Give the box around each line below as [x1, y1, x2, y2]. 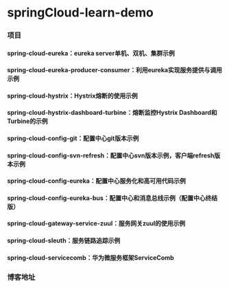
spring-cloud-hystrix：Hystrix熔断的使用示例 [7, 91, 138, 100]
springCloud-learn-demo [7, 5, 154, 21]
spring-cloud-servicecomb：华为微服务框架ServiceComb [7, 253, 175, 262]
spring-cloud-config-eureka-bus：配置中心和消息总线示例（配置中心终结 [7, 194, 218, 202]
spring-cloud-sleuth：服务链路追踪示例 [7, 236, 121, 245]
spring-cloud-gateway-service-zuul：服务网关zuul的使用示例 [7, 219, 186, 228]
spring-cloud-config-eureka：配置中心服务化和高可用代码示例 [7, 177, 186, 185]
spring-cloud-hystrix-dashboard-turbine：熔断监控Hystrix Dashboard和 [7, 109, 217, 117]
